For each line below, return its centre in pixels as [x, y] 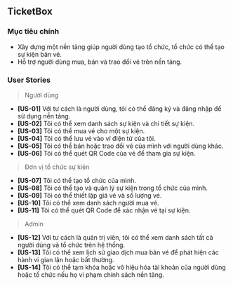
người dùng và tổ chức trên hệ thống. [71, 245]
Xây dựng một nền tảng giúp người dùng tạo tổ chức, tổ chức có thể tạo [121, 47]
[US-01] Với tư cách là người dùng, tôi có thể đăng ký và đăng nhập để [120, 109]
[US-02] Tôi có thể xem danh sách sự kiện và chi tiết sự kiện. [106, 123]
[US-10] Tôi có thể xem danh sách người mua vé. [88, 203]
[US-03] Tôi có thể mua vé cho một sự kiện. [81, 131]
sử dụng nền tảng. [44, 116]
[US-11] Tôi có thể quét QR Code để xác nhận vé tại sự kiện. [104, 210]
